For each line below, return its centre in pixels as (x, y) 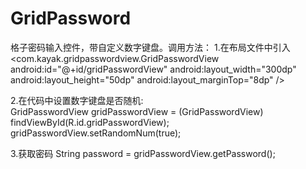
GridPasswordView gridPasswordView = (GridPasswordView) (137, 111)
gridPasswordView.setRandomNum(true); (96, 133)
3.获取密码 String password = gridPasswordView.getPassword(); (143, 153)
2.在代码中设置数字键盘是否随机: (77, 100)
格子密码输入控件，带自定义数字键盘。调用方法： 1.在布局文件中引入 (150, 47)
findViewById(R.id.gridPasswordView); (90, 122)
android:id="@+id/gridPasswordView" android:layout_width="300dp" (153, 69)
